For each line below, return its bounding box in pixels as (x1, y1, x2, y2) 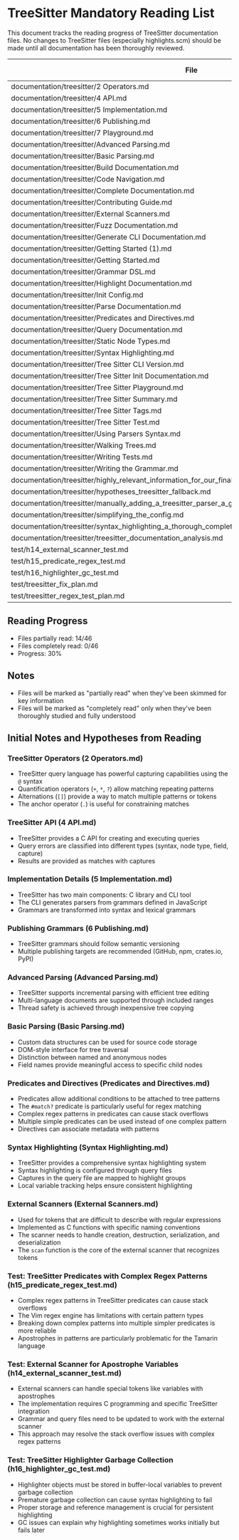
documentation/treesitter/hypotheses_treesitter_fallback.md (11, 487, 211, 496)
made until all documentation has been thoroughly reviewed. (7, 43, 185, 52)
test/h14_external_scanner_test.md (11, 544, 129, 554)
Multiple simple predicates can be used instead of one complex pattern (17, 1117, 227, 1126)
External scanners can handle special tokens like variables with (17, 1384, 203, 1393)
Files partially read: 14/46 (17, 634, 92, 642)
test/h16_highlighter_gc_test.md (11, 568, 119, 578)
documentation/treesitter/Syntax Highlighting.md (11, 348, 174, 358)
